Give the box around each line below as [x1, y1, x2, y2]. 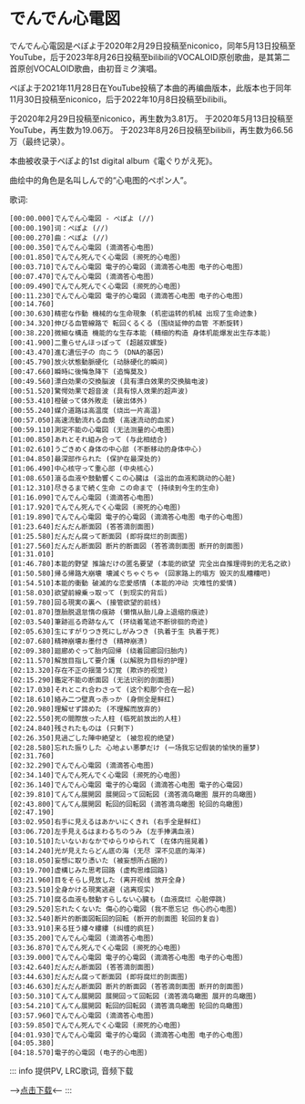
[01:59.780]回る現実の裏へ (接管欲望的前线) [9, 598, 162, 607]
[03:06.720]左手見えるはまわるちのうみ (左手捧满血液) [9, 827, 196, 836]
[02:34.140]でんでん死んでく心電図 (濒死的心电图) [9, 770, 182, 779]
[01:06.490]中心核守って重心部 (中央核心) [9, 464, 155, 473]
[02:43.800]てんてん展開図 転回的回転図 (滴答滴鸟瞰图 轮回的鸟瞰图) [9, 800, 244, 809]
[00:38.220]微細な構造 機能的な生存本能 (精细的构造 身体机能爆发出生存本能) [9, 328, 271, 337]
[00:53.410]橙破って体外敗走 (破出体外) [9, 396, 148, 406]
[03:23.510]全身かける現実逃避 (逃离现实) [9, 885, 155, 894]
